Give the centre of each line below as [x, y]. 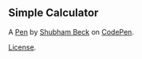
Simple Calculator [53, 13]
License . [22, 47]
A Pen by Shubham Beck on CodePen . [71, 31]
